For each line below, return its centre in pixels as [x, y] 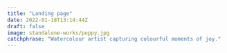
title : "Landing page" [40, 13]
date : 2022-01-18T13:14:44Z [48, 20]
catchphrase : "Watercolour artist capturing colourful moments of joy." [114, 39]
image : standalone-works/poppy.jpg [58, 33]
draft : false [26, 26]
